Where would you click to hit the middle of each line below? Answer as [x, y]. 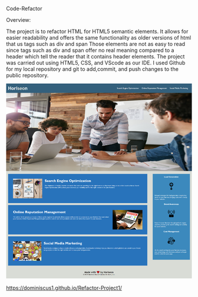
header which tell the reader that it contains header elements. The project [95, 56]
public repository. [27, 75]
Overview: [19, 20]
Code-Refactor [24, 9]
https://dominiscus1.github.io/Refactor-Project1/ [64, 288]
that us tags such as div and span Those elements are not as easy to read [96, 44]
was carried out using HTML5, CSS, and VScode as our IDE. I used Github [96, 63]
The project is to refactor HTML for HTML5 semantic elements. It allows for [97, 31]
